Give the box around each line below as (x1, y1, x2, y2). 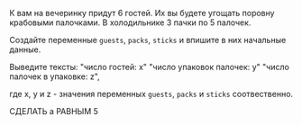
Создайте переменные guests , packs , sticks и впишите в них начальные (9, 35, 287, 45)
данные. (9, 44, 41, 55)
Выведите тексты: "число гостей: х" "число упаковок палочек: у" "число (9, 62, 290, 72)
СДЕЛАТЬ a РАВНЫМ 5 (9, 106, 99, 116)
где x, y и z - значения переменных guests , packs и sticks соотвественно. (9, 89, 294, 99)
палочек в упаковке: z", (9, 71, 101, 82)
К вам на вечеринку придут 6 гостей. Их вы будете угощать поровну (9, 8, 275, 18)
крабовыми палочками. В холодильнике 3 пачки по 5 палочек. (9, 17, 252, 28)
